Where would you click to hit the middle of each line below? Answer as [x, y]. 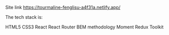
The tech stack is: [24, 17]
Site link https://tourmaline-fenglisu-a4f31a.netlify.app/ [63, 7]
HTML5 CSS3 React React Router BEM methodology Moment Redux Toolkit [84, 27]
